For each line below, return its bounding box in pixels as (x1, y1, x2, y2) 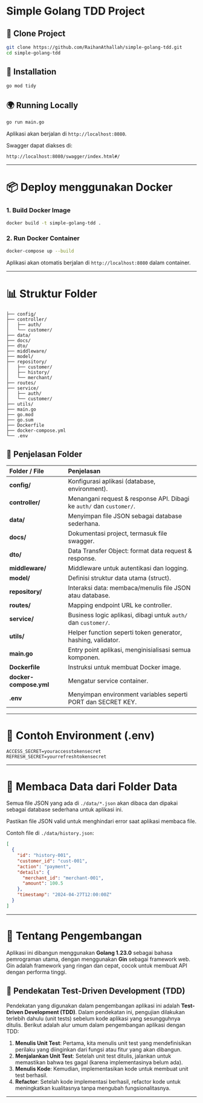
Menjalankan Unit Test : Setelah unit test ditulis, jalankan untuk (14, 1052, 172, 1059)
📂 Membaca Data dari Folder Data (6, 779, 178, 793)
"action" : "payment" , (17, 864, 71, 870)
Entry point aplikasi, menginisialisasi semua (68, 646, 191, 654)
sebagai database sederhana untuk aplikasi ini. (6, 806, 123, 813)
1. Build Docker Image (6, 206, 71, 215)
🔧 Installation (6, 67, 57, 77)
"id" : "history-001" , (17, 853, 71, 859)
